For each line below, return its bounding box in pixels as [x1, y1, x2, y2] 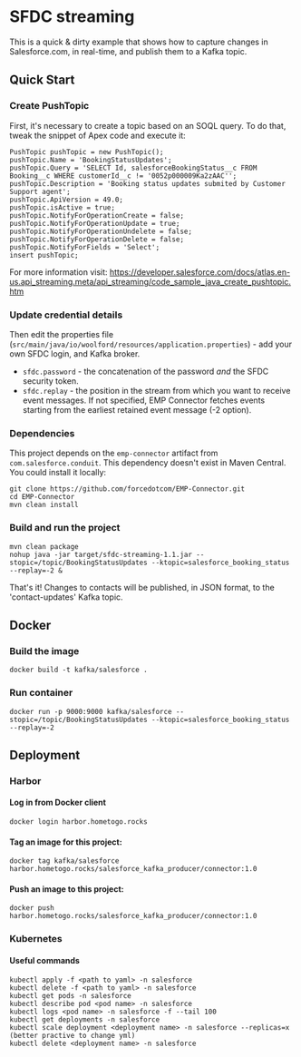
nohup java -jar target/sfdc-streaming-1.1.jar [9, 550, 193, 559]
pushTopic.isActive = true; [9, 202, 116, 212]
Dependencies [9, 426, 75, 439]
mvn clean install [9, 501, 79, 510]
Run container [9, 687, 73, 700]
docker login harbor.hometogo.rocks [9, 817, 148, 827]
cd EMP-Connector [9, 493, 75, 502]
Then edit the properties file [9, 328, 114, 339]
